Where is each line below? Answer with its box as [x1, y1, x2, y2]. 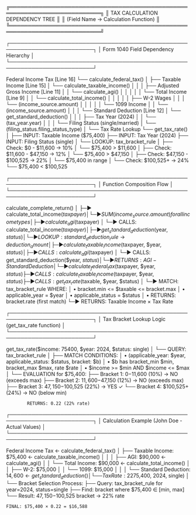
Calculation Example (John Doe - [102, 417, 183, 424]
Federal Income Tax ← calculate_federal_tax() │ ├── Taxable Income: [6, 447, 174, 455]
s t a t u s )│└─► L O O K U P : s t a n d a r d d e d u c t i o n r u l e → [6, 233, 125, 242]
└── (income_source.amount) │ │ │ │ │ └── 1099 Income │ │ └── [6, 101, 169, 107]
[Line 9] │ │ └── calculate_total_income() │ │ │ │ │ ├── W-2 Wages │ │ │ [6, 94, 185, 101]
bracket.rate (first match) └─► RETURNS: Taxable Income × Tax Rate [6, 298, 174, 305]
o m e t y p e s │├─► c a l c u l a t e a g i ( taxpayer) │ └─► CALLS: [6, 218, 137, 226]
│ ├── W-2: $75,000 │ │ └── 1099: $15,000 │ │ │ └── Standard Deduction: [6, 466, 191, 473]
